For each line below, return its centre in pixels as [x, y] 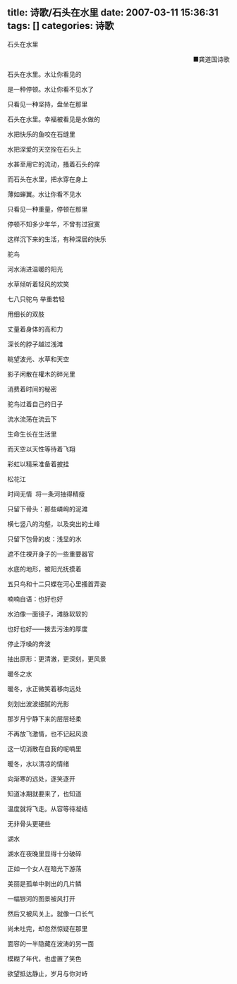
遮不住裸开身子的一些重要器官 [50, 554]
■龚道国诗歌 [211, 59]
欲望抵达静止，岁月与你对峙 [48, 973]
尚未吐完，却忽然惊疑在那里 [48, 928]
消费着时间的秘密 [32, 389]
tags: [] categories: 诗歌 [61, 26]
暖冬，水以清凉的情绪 [38, 763]
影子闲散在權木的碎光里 [41, 374]
